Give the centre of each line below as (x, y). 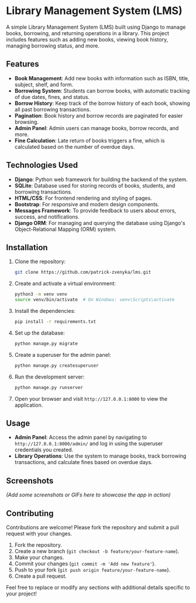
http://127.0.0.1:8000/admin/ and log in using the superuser (89, 444)
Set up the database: (40, 333)
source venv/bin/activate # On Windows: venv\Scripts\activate (94, 300)
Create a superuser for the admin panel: (63, 355)
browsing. (27, 122)
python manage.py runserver (49, 387)
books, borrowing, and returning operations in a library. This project (88, 33)
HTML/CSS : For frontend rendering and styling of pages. (83, 198)
